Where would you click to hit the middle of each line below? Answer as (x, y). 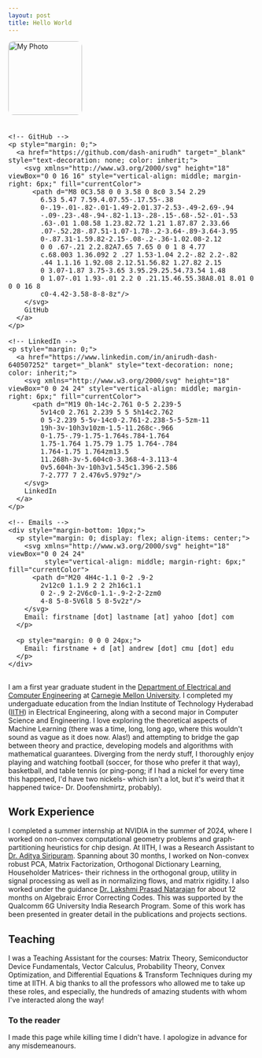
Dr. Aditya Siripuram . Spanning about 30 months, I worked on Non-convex (129, 856)
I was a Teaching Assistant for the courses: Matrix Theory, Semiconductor (128, 958)
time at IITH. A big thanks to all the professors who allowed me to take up (127, 983)
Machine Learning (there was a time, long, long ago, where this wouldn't (125, 728)
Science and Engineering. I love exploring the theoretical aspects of (118, 720)
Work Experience (52, 812)
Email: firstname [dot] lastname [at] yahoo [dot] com (129, 616)
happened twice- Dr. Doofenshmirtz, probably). (85, 787)
